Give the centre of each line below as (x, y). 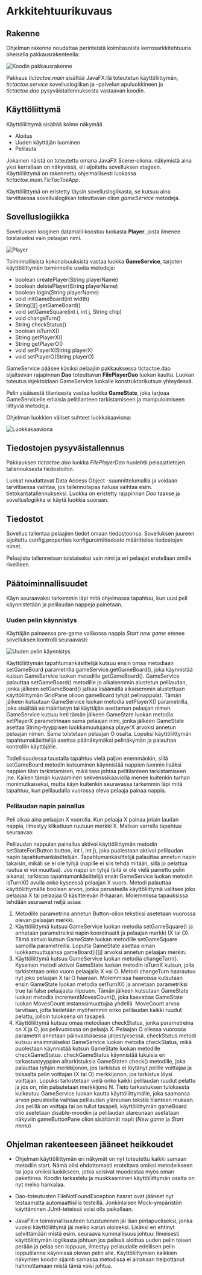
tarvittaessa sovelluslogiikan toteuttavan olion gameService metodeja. (93, 198)
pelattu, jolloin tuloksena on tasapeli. (60, 1016)
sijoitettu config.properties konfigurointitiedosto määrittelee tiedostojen (95, 540)
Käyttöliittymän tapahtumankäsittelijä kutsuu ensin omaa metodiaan (90, 663)
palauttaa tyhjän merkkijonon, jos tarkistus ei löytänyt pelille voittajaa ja (103, 1068)
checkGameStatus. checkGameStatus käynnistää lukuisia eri (90, 1055)
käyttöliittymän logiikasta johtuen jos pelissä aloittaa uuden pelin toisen (103, 1240)
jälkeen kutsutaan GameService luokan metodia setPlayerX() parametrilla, (97, 702)
